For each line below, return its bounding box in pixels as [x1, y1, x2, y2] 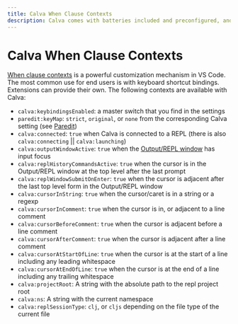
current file [17, 310, 50, 318]
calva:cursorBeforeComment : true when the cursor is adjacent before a [17, 220, 223, 228]
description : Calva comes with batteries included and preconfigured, [7, 17, 220, 24]
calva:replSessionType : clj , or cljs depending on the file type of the [17, 302, 220, 311]
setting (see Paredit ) [17, 122, 78, 131]
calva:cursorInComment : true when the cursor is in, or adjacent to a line [17, 204, 225, 213]
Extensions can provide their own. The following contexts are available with [7, 86, 227, 94]
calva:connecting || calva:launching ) [17, 137, 127, 146]
